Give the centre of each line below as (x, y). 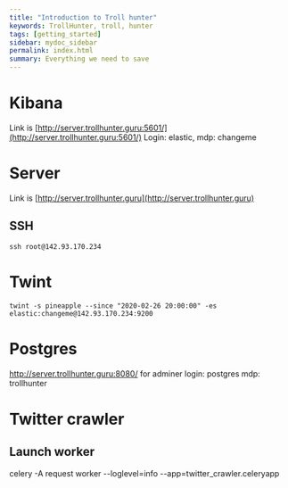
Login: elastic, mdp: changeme (200, 137)
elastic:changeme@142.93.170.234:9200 (81, 313)
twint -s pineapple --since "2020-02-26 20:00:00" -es (113, 306)
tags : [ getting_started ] (55, 34)
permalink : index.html (51, 51)
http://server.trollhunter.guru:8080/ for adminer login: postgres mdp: (135, 373)
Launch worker (52, 452)
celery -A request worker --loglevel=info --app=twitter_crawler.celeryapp (144, 473)
